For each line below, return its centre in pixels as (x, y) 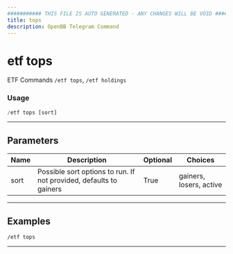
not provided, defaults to (77, 180)
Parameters (33, 141)
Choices (201, 160)
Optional (157, 160)
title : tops (24, 20)
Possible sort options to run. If (86, 172)
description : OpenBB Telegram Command (63, 26)
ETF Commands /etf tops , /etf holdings (67, 80)
